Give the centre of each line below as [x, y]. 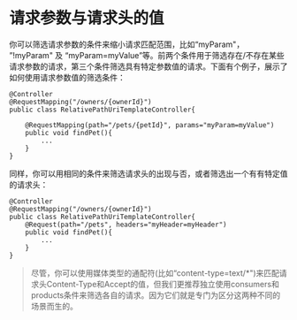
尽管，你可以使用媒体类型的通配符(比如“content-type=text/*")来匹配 [155, 273]
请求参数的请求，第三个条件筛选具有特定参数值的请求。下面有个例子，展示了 [148, 66]
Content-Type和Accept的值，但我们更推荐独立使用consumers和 [163, 284]
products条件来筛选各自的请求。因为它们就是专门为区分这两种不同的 [156, 295]
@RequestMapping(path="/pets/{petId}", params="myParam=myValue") [150, 125]
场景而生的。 [54, 306]
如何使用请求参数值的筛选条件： [67, 77]
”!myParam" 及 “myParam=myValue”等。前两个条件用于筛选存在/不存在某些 [147, 55]
